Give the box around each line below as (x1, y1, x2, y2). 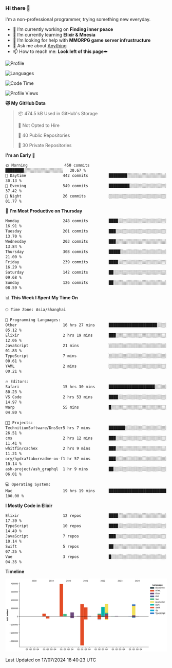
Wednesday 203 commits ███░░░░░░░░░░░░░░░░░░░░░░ (5, 239, 167, 244)
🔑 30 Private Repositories (17, 142, 72, 149)
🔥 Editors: (5, 379, 29, 385)
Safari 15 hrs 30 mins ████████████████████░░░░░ (5, 384, 167, 390)
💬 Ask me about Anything (12, 43, 67, 49)
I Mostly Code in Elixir (5, 502, 53, 509)
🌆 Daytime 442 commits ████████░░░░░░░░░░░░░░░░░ (5, 173, 167, 178)
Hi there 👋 (5, 5, 31, 12)
